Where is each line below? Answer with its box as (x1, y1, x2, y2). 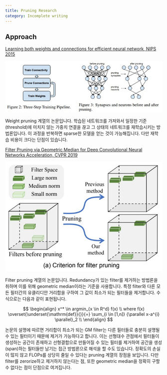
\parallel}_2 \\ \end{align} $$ (54, 316, 113, 322)
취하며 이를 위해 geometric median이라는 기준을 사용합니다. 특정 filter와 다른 (5, 283, 156, 289)
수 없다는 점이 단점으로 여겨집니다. (5, 364, 72, 370)
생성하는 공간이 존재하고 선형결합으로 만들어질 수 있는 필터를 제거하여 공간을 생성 (5, 339, 163, 345)
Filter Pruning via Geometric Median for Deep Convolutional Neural (5, 146, 143, 152)
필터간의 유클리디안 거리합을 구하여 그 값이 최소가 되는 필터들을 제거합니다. (10, 289, 156, 295)
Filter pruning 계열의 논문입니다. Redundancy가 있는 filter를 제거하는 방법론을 (5, 277, 158, 283)
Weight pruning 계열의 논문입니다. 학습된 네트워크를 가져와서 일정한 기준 (5, 118, 147, 124)
